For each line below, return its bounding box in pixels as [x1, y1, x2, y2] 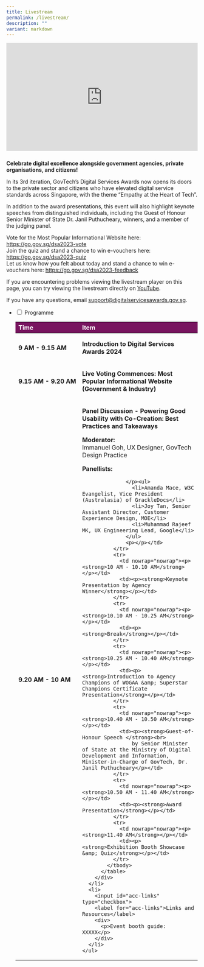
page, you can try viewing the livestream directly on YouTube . [6, 284, 161, 292]
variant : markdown [6, 26, 53, 32]
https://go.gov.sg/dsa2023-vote [6, 240, 87, 247]
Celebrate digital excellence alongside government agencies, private [6, 160, 184, 167]
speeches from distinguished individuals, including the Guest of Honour [6, 209, 186, 216]
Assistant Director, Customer [81, 508, 169, 515]
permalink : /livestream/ [6, 15, 69, 21]
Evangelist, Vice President [81, 490, 163, 497]
